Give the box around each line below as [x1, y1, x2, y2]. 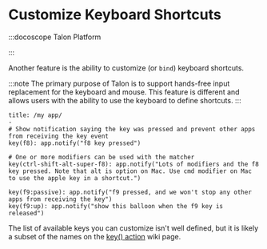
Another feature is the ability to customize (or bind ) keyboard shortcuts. [8, 62, 245, 73]
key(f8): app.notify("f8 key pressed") [8, 139, 141, 147]
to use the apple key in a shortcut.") [8, 174, 141, 182]
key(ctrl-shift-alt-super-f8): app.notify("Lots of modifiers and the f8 [8, 160, 260, 168]
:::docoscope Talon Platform [8, 32, 102, 42]
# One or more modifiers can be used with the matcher [8, 153, 195, 161]
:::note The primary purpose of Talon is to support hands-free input [8, 78, 230, 88]
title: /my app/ [8, 110, 62, 119]
